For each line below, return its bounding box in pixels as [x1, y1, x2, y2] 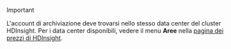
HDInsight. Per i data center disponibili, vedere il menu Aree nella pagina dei [6, 27, 224, 35]
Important [6, 6, 35, 14]
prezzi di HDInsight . [6, 34, 63, 42]
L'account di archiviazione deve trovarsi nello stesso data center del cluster [6, 19, 221, 27]
